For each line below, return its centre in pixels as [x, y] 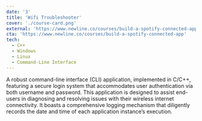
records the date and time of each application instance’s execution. [89, 111]
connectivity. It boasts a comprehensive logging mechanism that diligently [98, 105]
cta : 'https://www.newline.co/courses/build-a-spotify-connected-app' [96, 34]
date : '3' [19, 12]
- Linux [21, 57]
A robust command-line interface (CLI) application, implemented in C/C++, [99, 79]
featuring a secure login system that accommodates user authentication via [100, 85]
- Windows [24, 51]
